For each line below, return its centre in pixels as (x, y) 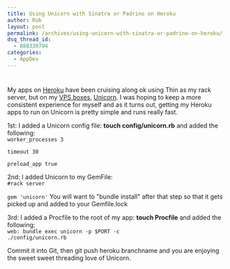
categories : (24, 53)
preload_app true (32, 164)
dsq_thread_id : (29, 40)
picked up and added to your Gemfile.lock (67, 203)
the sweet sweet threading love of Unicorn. (69, 258)
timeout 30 (23, 152)
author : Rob (24, 20)
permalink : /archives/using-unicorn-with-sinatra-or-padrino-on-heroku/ (115, 33)
